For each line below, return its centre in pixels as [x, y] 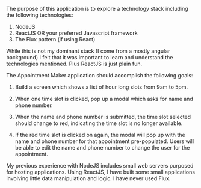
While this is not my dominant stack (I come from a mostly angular [88, 51]
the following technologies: [40, 15]
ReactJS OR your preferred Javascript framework [76, 33]
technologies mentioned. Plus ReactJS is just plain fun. [74, 64]
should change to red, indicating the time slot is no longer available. [99, 123]
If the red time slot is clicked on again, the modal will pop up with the [100, 135]
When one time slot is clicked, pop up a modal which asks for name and [104, 99]
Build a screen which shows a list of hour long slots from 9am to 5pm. [101, 87]
